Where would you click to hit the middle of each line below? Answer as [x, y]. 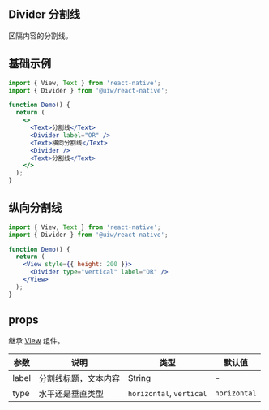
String [139, 378]
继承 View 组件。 [36, 340]
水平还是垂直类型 [71, 394]
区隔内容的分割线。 [41, 36]
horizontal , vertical [167, 393]
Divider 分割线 [45, 15]
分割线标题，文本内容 [79, 378]
